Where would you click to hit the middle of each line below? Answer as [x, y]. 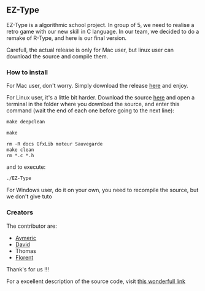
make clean [20, 150]
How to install [27, 72]
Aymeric [26, 238]
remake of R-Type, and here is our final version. [67, 38]
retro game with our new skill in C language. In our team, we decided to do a [103, 31]
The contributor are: [32, 226]
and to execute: [26, 167]
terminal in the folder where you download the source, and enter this [93, 104]
